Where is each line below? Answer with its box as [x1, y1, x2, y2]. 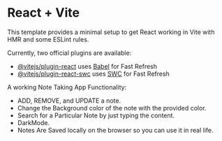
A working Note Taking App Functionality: [7, 83, 127, 91]
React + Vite [7, 5, 80, 21]
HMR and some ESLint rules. [7, 35, 89, 43]
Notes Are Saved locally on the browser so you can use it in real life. [17, 126, 214, 134]
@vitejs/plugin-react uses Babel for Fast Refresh [17, 62, 158, 70]
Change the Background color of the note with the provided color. [17, 103, 207, 112]
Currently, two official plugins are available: [7, 49, 132, 57]
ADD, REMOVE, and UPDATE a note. [17, 96, 121, 105]
